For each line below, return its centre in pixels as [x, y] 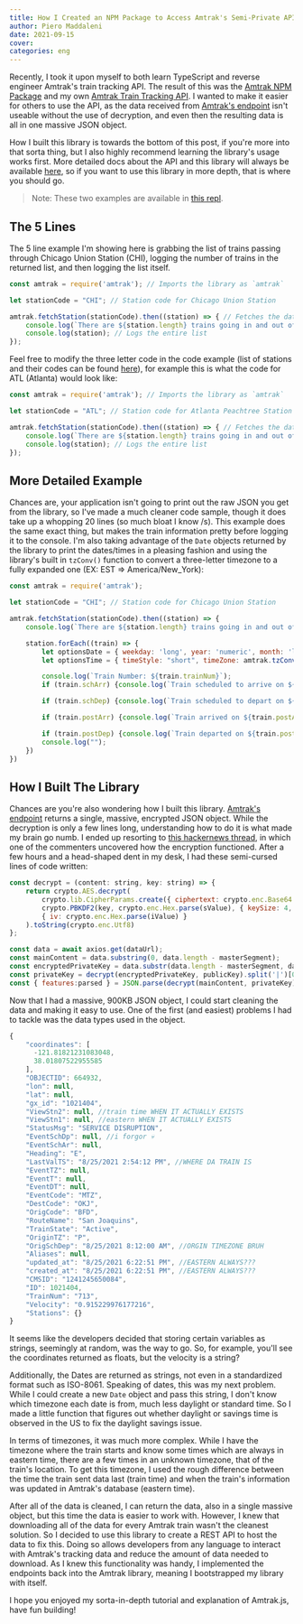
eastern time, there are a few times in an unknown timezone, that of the [142, 1460]
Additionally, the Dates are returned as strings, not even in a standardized [146, 1375]
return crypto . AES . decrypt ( [78, 891]
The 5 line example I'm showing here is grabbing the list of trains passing [145, 248]
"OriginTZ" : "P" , [58, 1238]
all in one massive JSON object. [69, 125]
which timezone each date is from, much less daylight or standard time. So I [150, 1404]
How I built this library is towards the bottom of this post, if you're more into [150, 143]
